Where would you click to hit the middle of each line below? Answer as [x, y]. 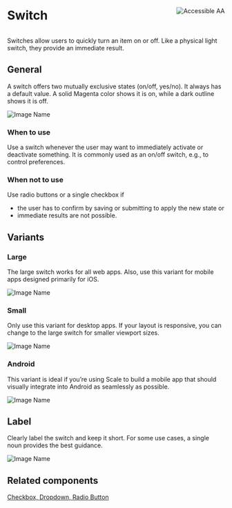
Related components [53, 480]
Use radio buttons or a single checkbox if [66, 195]
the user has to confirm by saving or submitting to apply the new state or [120, 208]
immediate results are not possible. [67, 215]
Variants [26, 237]
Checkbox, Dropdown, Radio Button [58, 497]
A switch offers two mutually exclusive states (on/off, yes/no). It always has [114, 86]
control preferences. [36, 162]
